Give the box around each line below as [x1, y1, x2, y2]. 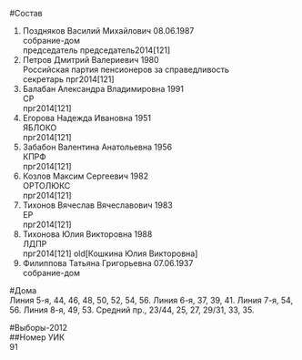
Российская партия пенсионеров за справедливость [22, 64, 230, 75]
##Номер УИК [9, 332, 65, 343]
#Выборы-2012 [9, 323, 68, 333]
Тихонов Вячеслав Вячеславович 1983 [22, 200, 173, 211]
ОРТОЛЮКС [22, 180, 71, 190]
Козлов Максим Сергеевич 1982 [22, 170, 148, 181]
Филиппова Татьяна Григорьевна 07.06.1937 [22, 258, 194, 268]
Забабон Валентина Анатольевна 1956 [22, 141, 173, 152]
